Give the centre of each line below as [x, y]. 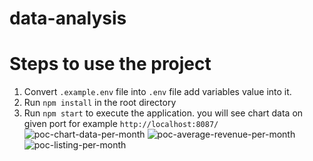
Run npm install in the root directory [100, 103]
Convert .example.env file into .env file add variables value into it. [157, 92]
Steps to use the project [110, 64]
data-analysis [68, 18]
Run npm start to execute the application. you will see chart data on [163, 113]
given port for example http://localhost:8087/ [121, 124]
